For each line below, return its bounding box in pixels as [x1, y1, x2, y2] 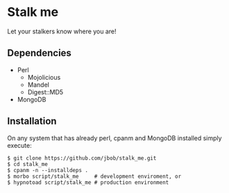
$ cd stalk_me [7, 160, 49, 167]
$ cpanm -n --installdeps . [7, 167, 89, 174]
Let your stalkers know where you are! [7, 27, 117, 35]
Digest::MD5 [27, 87, 64, 96]
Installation [7, 115, 57, 127]
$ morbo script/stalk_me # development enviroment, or [7, 173, 182, 180]
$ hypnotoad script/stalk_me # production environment [7, 178, 169, 186]
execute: [7, 141, 33, 149]
